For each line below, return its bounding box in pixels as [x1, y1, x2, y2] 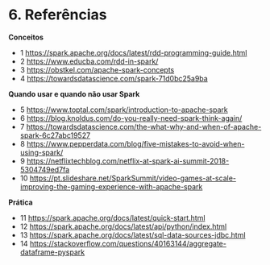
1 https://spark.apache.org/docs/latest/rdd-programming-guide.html [19, 48, 247, 57]
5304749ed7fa [19, 164, 70, 174]
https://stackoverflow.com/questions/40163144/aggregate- [29, 238, 227, 248]
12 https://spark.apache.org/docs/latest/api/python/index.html [19, 222, 227, 231]
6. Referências [8, 6, 107, 24]
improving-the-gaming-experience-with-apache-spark [19, 181, 203, 191]
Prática [8, 197, 34, 207]
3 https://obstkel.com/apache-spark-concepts [19, 64, 175, 74]
